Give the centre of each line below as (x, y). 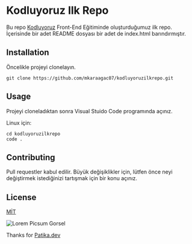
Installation (28, 53)
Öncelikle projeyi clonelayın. (41, 67)
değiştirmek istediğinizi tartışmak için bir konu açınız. (72, 178)
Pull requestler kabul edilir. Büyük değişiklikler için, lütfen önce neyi (89, 172)
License (21, 197)
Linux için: (19, 123)
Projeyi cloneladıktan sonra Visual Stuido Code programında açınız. (89, 111)
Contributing (31, 157)
